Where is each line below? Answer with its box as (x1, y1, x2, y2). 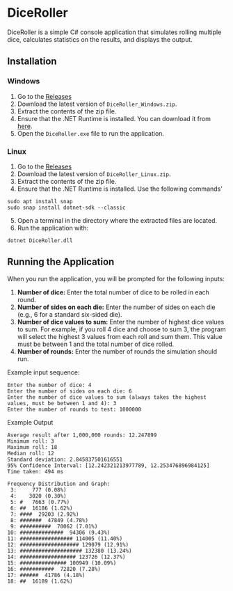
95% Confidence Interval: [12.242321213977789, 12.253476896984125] (7, 462, 210, 469)
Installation (7, 56, 57, 68)
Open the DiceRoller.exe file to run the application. (17, 129, 165, 137)
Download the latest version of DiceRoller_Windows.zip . (17, 100, 177, 108)
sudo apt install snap (7, 198, 73, 205)
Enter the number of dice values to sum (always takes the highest (7, 393, 207, 401)
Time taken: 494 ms (7, 468, 64, 475)
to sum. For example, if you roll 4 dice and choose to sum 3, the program (17, 325, 226, 333)
